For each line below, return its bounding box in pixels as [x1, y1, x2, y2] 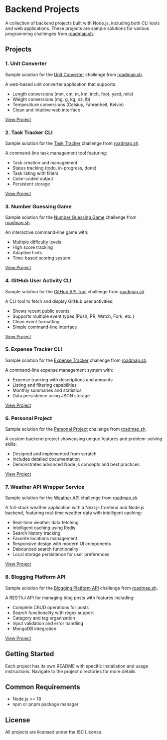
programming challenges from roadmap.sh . [5, 30, 95, 36]
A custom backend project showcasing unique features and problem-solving [5, 436, 163, 442]
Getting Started [5, 650, 54, 658]
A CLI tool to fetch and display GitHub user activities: [5, 298, 114, 304]
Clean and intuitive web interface [12, 106, 81, 113]
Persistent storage [12, 181, 50, 187]
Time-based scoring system [12, 255, 71, 261]
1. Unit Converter [5, 60, 47, 67]
